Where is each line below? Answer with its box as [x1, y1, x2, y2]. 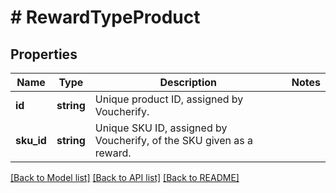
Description [159, 76, 217, 89]
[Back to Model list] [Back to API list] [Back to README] [10, 172, 240, 183]
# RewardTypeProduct [10, 6, 201, 29]
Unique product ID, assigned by [94, 92, 244, 106]
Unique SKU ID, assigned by [94, 121, 228, 135]
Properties [10, 46, 78, 63]
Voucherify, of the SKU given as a [94, 134, 254, 147]
